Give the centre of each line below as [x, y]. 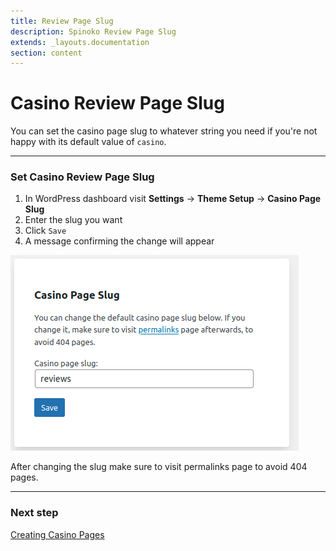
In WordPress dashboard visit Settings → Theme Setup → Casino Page [173, 199]
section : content [46, 53]
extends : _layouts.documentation [80, 42]
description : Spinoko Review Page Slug [93, 31]
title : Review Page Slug [62, 21]
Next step [34, 513]
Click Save [45, 231]
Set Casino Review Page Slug [82, 177]
